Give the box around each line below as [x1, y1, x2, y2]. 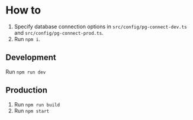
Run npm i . [14, 35, 41, 42]
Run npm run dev [5, 68, 46, 75]
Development [5, 52, 57, 62]
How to [5, 4, 41, 17]
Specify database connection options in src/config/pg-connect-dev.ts [14, 23, 187, 30]
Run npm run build [14, 101, 60, 108]
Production [5, 85, 48, 95]
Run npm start [14, 107, 50, 114]
